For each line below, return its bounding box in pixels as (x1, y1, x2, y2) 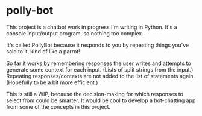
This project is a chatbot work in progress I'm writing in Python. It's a (6, 23, 177, 31)
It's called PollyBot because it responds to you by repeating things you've (6, 41, 189, 49)
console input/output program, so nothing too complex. (6, 29, 144, 37)
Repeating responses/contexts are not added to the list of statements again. (6, 72, 195, 79)
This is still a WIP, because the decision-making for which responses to (6, 90, 184, 97)
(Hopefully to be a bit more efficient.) (6, 79, 98, 86)
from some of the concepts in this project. (6, 103, 110, 110)
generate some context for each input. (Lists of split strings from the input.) (6, 66, 194, 73)
